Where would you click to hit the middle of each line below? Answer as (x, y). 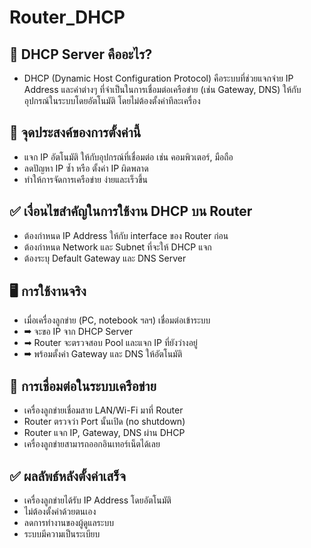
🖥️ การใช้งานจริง (48, 291)
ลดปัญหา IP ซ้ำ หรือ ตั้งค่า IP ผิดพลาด (86, 168)
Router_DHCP (67, 17)
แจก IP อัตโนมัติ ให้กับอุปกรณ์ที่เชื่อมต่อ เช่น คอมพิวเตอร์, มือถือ (128, 157)
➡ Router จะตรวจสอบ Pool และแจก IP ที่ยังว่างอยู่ (110, 343)
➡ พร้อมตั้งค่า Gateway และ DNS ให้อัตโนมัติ (103, 354)
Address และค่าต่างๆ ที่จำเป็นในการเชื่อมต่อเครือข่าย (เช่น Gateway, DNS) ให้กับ (162, 89)
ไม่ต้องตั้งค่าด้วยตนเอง (60, 512)
